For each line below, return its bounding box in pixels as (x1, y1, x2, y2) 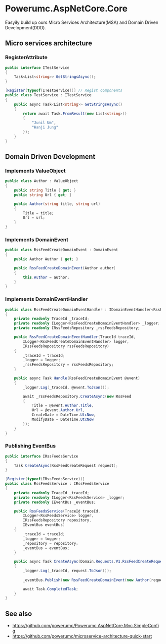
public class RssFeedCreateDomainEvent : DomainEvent (5, 248, 119, 253)
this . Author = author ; (23, 275, 70, 280)
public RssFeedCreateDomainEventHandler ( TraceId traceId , (14, 334, 136, 340)
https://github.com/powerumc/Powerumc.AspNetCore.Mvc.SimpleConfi (12, 623, 159, 629)
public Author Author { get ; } (14, 257, 79, 262)
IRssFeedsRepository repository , (23, 518, 92, 523)
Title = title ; (23, 210, 54, 216)
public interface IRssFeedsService (5, 453, 79, 459)
